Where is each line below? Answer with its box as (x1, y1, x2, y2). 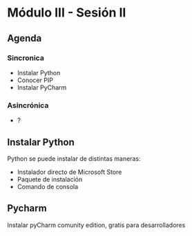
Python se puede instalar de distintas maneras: (7, 154, 141, 163)
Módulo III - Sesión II (7, 5, 126, 21)
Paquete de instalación (17, 175, 83, 184)
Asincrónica (7, 100, 49, 110)
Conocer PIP (17, 76, 54, 84)
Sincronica (7, 53, 45, 63)
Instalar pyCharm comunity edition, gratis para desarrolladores (7, 221, 186, 229)
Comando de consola (17, 182, 79, 190)
